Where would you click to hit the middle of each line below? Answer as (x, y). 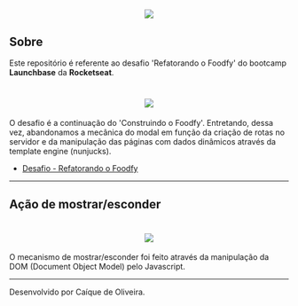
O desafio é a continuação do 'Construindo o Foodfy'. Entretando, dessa (141, 122)
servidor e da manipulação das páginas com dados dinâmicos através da (143, 141)
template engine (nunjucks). (60, 151)
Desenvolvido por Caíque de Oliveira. (77, 292)
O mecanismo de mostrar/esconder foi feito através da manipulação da (139, 257)
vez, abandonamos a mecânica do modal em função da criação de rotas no (147, 132)
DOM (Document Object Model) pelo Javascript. (98, 267)
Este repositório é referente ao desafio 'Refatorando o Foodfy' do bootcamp (148, 63)
